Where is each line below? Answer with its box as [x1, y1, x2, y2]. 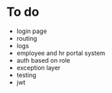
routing [16, 34, 37, 42]
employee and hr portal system [16, 49, 106, 57]
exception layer [16, 63, 61, 72]
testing [16, 70, 37, 79]
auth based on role [16, 56, 71, 64]
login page [16, 27, 48, 35]
